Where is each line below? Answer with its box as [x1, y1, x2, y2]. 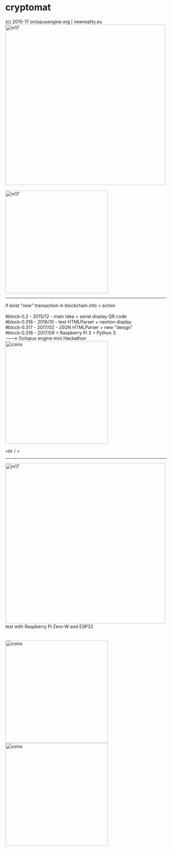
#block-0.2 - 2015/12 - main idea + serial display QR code [5, 313, 127, 319]
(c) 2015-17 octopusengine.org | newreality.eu [5, 19, 102, 25]
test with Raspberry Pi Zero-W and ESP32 [5, 623, 94, 629]
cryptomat [5, 2, 51, 13]
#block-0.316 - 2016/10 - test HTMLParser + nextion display [5, 318, 132, 325]
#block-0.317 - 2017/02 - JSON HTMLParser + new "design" [5, 324, 133, 330]
